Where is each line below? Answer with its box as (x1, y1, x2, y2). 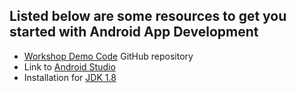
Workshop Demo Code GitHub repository (23, 50, 194, 62)
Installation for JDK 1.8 (23, 71, 117, 83)
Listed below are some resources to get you (9, 8, 287, 25)
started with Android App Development (9, 24, 259, 41)
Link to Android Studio (23, 60, 116, 73)
